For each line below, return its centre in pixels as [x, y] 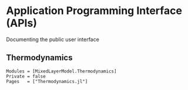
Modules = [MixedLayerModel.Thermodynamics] [61, 71]
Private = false [26, 76]
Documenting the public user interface [53, 39]
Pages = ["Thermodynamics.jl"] [47, 81]
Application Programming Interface [94, 11]
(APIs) [21, 23]
